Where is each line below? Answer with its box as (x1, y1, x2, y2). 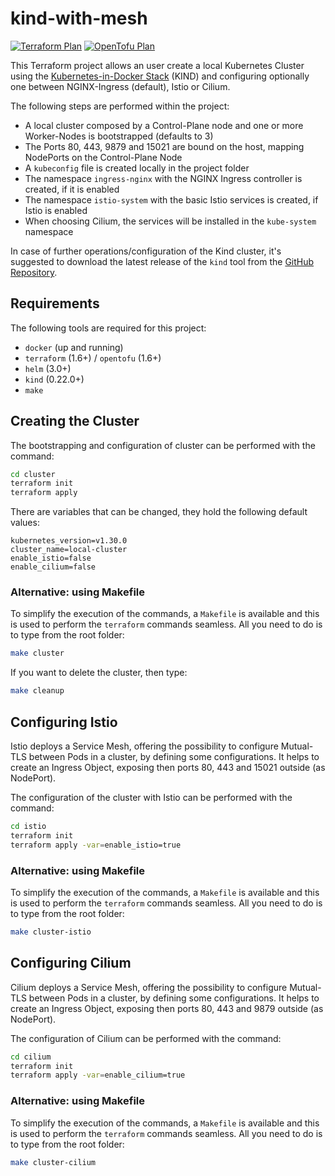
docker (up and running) (24, 341, 124, 353)
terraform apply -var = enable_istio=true (10, 840, 182, 850)
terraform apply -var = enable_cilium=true (10, 1070, 186, 1081)
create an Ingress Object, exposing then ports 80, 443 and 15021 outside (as (10, 762, 326, 774)
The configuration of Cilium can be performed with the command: (10, 1032, 282, 1044)
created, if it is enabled (24, 183, 120, 195)
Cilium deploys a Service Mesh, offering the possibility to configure (10, 981, 288, 993)
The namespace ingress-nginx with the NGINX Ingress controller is (24, 172, 303, 184)
